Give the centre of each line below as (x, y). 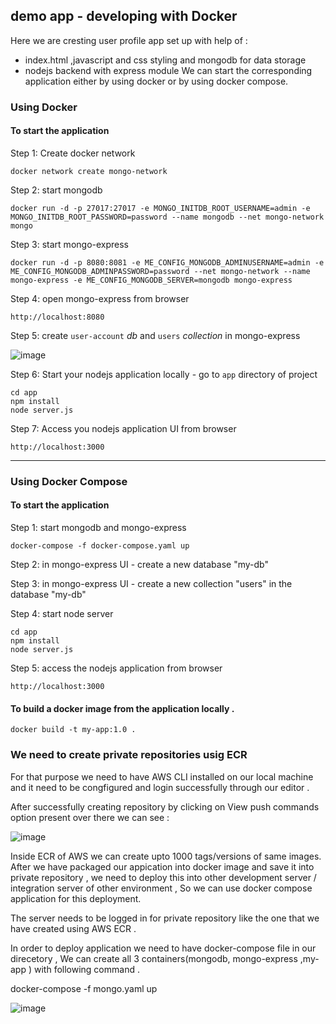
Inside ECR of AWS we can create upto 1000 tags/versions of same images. (166, 856)
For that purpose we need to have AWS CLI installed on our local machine (162, 776)
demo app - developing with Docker (124, 16)
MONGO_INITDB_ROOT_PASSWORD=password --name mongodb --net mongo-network (167, 217)
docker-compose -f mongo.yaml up (84, 988)
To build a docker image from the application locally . (122, 708)
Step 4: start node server (62, 614)
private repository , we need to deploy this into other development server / (163, 877)
